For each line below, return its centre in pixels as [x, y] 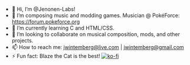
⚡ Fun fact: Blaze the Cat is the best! [56, 56]
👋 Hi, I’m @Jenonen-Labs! [43, 9]
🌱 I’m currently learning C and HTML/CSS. [63, 28]
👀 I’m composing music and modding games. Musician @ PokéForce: [96, 15]
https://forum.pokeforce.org [46, 22]
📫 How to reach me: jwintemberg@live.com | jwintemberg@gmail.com [98, 47]
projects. [22, 40]
